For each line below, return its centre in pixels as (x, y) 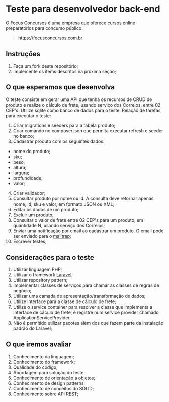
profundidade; (28, 178)
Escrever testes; (30, 241)
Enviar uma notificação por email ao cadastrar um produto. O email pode (88, 231)
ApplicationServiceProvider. (42, 318)
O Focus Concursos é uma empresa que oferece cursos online (70, 23)
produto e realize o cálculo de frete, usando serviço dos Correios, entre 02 (83, 105)
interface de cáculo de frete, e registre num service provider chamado (86, 312)
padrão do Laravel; (32, 328)
